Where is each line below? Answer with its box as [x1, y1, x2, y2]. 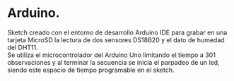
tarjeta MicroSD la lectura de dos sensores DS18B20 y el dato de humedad [7, 35, 225, 44]
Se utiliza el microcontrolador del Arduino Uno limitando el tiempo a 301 [7, 51, 216, 59]
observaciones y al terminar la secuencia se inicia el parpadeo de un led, [7, 58, 221, 66]
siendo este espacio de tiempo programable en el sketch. [7, 66, 175, 74]
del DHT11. [7, 43, 39, 51]
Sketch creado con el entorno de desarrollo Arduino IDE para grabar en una [7, 28, 228, 37]
